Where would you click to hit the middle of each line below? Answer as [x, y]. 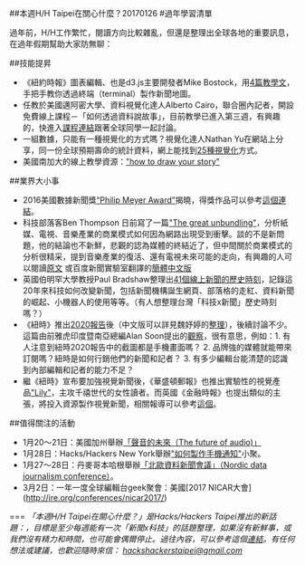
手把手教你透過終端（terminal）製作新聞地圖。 [109, 94]
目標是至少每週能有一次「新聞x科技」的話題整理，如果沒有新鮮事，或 [162, 527]
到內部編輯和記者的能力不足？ [78, 370]
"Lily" [41, 393]
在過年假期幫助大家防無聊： [61, 44]
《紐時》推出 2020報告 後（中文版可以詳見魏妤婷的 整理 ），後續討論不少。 [157, 325]
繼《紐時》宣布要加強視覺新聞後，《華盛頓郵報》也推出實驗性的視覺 [148, 381]
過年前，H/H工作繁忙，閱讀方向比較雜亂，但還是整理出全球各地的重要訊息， [152, 33]
